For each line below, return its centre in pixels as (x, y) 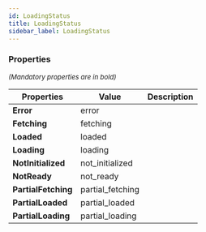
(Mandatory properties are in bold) (62, 77)
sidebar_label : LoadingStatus (60, 31)
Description (170, 97)
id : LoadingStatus (39, 16)
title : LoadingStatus (45, 24)
